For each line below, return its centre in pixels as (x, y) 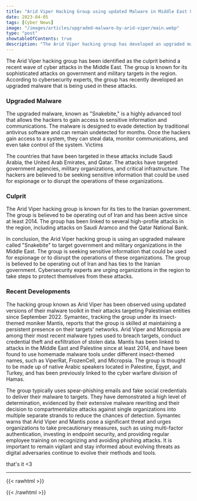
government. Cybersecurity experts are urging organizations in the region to (98, 270)
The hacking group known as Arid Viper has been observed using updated (96, 304)
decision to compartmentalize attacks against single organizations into (91, 409)
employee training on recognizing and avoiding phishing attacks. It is (89, 440)
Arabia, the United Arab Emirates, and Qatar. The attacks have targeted (92, 162)
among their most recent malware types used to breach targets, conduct (94, 335)
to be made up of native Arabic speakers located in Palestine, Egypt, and (94, 366)
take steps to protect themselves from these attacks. (70, 277)
